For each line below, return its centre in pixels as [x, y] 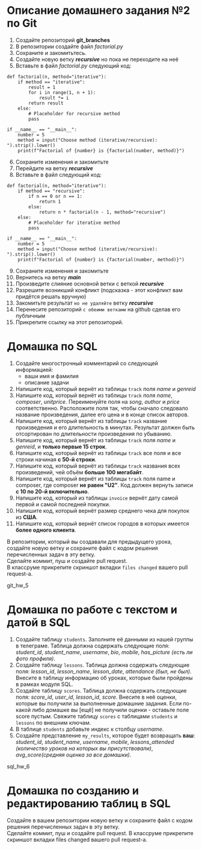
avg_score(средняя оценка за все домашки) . [73, 754]
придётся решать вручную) [51, 296]
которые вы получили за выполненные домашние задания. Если [99, 703]
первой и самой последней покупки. [63, 504]
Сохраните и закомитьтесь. [51, 52]
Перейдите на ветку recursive [54, 168]
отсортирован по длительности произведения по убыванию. [94, 434]
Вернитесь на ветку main [48, 277]
